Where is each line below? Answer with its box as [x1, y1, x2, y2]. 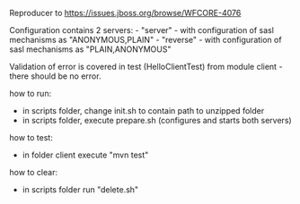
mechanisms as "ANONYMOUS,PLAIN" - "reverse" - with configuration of [9, 35, 282, 45]
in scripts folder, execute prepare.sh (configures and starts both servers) [22, 115, 292, 125]
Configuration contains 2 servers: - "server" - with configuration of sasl [9, 25, 274, 35]
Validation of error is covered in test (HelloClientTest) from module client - [9, 62, 283, 72]
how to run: [9, 89, 52, 98]
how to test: [9, 132, 54, 142]
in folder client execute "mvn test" [22, 149, 149, 160]
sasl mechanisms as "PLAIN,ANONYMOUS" [9, 44, 172, 55]
